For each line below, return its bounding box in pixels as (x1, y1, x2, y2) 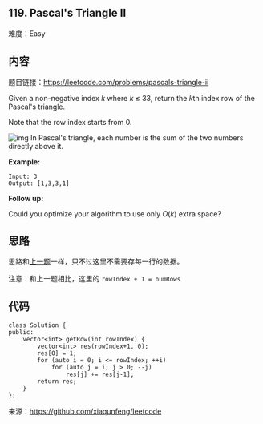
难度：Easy (8, 28, 46, 38)
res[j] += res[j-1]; (65, 370, 135, 379)
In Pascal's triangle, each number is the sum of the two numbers (30, 132, 244, 143)
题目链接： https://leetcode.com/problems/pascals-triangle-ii (8, 77, 209, 87)
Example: (8, 156, 41, 167)
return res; (37, 378, 78, 386)
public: (8, 329, 34, 337)
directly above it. (8, 141, 64, 151)
